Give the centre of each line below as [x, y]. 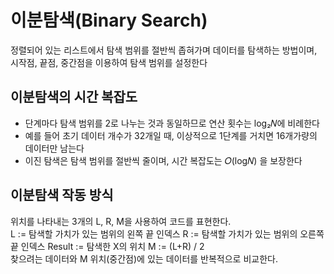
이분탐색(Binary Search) [109, 20]
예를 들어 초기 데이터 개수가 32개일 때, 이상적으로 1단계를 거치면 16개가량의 [171, 135]
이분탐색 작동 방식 [62, 195]
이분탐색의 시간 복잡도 [74, 97]
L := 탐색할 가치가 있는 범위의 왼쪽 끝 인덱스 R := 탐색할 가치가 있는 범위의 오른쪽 [167, 233]
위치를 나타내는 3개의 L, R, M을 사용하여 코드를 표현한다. [121, 221]
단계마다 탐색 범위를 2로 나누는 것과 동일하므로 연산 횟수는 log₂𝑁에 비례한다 [172, 123]
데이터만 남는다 [54, 148]
